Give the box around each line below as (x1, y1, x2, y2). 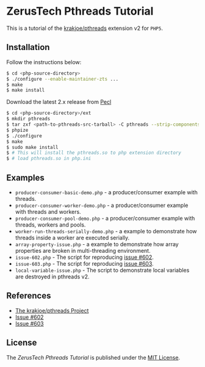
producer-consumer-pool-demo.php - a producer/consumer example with (15, 214, 195, 222)
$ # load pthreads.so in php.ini (6, 156, 92, 162)
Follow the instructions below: (6, 58, 82, 65)
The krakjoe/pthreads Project (15, 307, 89, 314)
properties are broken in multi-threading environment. (15, 247, 151, 254)
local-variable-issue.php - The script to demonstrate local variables (15, 266, 190, 274)
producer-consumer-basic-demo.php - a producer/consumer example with (15, 188, 198, 196)
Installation (6, 42, 50, 53)
